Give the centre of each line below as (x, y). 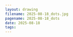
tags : (10, 27)
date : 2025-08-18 (23, 23)
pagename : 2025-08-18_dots (32, 18)
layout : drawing (21, 9)
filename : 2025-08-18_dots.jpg (37, 14)
